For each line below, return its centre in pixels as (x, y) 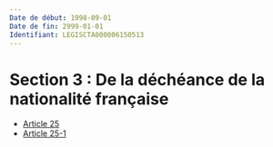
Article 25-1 (44, 133)
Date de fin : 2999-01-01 (56, 26)
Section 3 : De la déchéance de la (137, 79)
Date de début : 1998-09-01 (61, 18)
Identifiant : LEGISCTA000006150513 (77, 34)
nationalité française (89, 98)
